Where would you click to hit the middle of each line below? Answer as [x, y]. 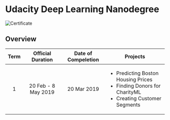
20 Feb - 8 [42, 86]
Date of [83, 53]
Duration [42, 59]
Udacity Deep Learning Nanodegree [82, 9]
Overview [21, 39]
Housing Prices [134, 79]
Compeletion [83, 59]
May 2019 [42, 92]
